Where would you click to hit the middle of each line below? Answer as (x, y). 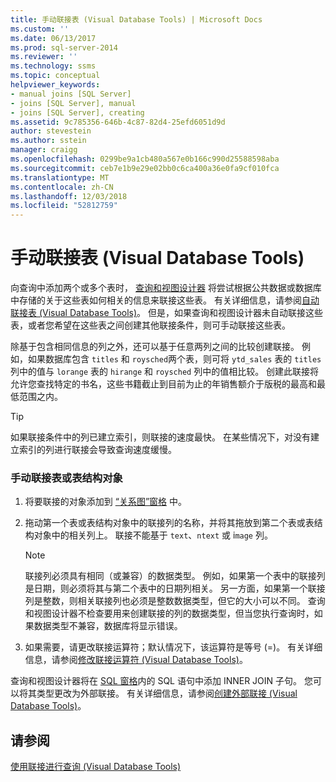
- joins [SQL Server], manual (73, 103)
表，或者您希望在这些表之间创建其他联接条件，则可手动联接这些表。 (150, 325)
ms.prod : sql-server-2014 (64, 47)
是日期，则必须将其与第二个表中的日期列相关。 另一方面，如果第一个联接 (175, 588)
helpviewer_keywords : (55, 85)
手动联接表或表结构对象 (66, 478)
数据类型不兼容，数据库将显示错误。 (108, 626)
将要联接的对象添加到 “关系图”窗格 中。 (106, 502)
